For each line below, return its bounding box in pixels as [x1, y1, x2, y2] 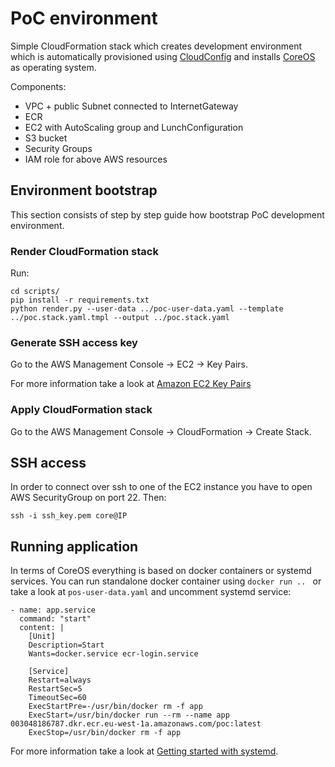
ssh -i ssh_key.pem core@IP [10, 511, 128, 521]
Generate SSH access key [10, 335, 138, 349]
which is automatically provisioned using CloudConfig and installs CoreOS [10, 50, 316, 62]
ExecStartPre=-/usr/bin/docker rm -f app [28, 702, 203, 712]
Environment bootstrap [10, 182, 158, 199]
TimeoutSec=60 [28, 693, 87, 703]
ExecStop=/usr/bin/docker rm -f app [28, 728, 182, 738]
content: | [19, 623, 65, 633]
